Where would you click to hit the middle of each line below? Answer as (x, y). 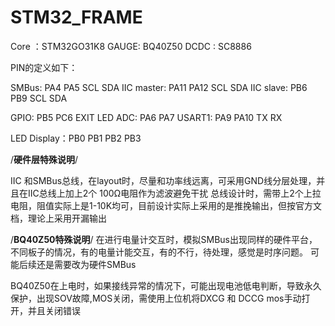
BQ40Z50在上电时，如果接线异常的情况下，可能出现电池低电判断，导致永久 (166, 285)
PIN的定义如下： (44, 67)
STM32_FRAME (76, 17)
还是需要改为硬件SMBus (86, 264)
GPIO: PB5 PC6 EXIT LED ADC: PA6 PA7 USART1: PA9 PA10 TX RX (146, 117)
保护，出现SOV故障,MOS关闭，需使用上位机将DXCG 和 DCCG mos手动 (156, 298)
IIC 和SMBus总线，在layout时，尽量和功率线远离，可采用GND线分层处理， (163, 180)
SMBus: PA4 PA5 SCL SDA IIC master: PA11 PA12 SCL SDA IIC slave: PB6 (159, 87)
